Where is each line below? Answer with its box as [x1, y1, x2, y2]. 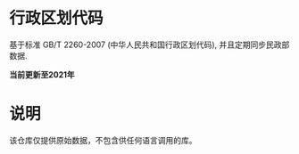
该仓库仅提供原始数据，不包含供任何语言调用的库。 [9, 134, 197, 145]
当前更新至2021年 [9, 69, 76, 80]
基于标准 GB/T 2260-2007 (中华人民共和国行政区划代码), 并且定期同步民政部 [9, 39, 290, 50]
